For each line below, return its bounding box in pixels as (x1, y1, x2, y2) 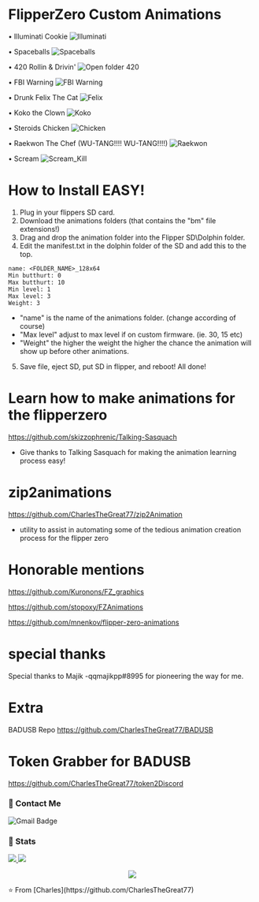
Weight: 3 (8, 299, 41, 307)
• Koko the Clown (8, 108, 65, 117)
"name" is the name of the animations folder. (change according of (19, 313, 236, 322)
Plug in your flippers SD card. (19, 207, 116, 217)
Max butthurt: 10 (8, 278, 65, 286)
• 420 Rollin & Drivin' (8, 61, 76, 72)
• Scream (8, 154, 39, 163)
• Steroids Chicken (8, 123, 69, 132)
